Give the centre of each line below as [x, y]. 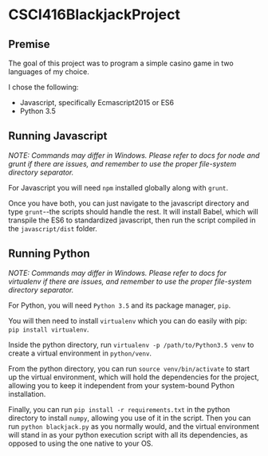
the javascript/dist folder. [53, 228]
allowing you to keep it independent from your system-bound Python [122, 385]
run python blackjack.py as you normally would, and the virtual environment [134, 426]
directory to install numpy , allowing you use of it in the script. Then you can [130, 418]
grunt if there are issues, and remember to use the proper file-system [122, 163]
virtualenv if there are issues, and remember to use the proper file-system [130, 281]
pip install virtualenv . [49, 329]
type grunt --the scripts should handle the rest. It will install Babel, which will [133, 211]
